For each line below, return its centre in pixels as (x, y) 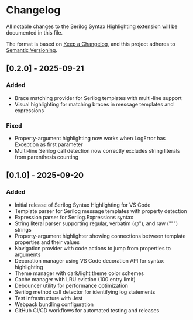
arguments (27, 254)
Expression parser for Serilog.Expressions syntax (74, 217)
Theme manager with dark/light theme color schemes (79, 273)
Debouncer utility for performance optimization (71, 285)
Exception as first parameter (49, 144)
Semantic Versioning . (32, 50)
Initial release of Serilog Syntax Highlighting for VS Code (82, 205)
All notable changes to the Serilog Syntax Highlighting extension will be (92, 26)
